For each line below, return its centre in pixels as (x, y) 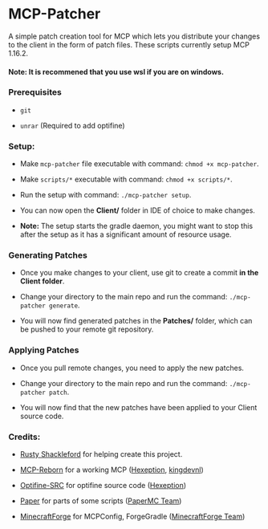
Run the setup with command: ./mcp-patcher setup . (106, 195)
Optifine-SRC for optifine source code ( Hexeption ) (103, 486)
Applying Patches (44, 350)
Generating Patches (48, 255)
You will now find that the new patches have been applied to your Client (138, 407)
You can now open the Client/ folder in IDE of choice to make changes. (137, 210)
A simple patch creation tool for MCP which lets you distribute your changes (134, 36)
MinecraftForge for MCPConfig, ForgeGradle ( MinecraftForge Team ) (132, 517)
